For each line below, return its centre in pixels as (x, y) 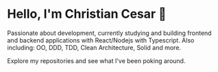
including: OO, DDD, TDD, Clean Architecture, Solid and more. (94, 47)
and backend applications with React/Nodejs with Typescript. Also (101, 40)
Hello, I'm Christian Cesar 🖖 (87, 14)
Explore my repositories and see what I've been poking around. (96, 60)
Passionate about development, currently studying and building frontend (109, 33)
